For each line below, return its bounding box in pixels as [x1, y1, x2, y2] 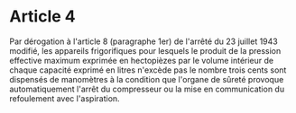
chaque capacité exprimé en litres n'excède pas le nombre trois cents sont [9, 65, 287, 75]
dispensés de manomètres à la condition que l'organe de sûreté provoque [9, 74, 284, 84]
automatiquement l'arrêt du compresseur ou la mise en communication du [9, 83, 285, 94]
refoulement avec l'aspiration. [9, 92, 120, 104]
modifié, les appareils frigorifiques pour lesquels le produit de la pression [9, 45, 282, 56]
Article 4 [9, 6, 77, 27]
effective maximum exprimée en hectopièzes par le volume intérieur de [9, 55, 274, 65]
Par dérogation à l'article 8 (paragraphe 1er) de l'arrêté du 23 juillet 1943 [9, 36, 278, 47]
